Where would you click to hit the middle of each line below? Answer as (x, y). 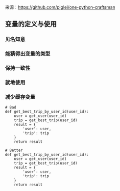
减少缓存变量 (20, 97)
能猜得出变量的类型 (28, 54)
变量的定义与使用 (31, 24)
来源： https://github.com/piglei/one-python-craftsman (60, 7)
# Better (14, 150)
